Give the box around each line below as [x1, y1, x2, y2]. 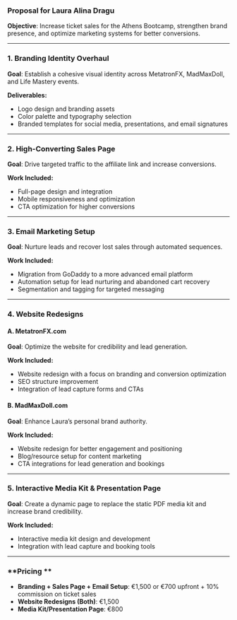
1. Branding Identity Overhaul [7, 54, 109, 64]
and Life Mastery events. [7, 77, 80, 86]
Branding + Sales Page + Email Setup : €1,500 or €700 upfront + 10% [17, 583, 219, 591]
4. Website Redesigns [7, 310, 84, 320]
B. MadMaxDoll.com [7, 401, 68, 409]
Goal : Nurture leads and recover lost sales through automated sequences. [7, 242, 223, 251]
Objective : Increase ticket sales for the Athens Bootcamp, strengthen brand [7, 22, 228, 30]
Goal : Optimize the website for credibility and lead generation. [7, 342, 188, 351]
